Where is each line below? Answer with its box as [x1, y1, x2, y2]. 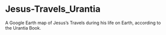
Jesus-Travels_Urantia [5, 3, 101, 15]
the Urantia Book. [5, 25, 41, 31]
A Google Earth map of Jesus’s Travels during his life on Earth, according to [5, 20, 161, 26]
